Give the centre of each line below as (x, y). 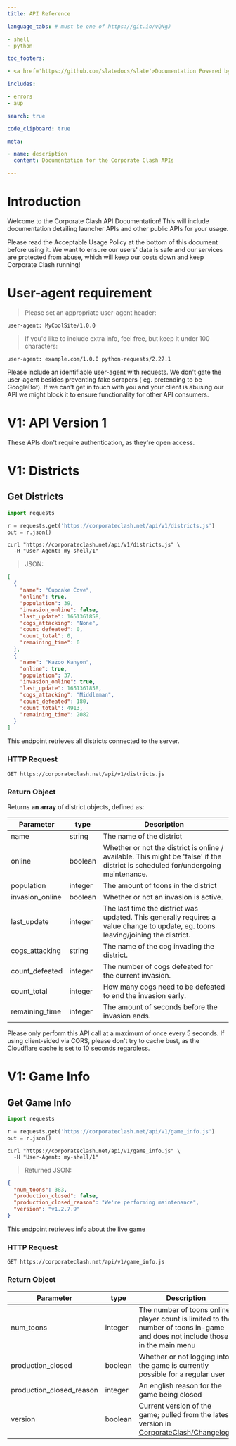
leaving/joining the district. (147, 935)
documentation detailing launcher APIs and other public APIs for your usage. (118, 228)
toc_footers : (26, 58)
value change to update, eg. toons (159, 926)
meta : (15, 142)
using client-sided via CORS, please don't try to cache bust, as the (104, 1041)
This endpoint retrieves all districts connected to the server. (93, 741)
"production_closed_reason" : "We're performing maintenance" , (106, 1203)
